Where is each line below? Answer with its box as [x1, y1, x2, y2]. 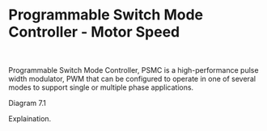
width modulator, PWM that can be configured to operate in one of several [8, 74, 256, 83]
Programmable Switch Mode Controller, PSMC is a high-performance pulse [8, 65, 259, 74]
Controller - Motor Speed [8, 23, 180, 41]
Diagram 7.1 [8, 98, 46, 108]
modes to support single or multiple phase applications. [8, 82, 194, 92]
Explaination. [8, 113, 52, 123]
